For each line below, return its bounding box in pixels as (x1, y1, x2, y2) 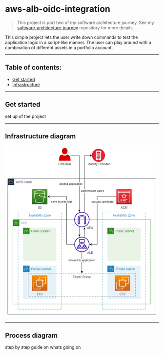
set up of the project (5, 113, 46, 119)
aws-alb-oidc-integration (5, 3, 111, 15)
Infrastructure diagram (5, 132, 76, 140)
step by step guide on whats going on (5, 344, 81, 350)
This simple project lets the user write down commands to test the (5, 34, 138, 40)
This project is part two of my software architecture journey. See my (17, 20, 154, 25)
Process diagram (5, 331, 58, 339)
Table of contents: (5, 64, 62, 72)
